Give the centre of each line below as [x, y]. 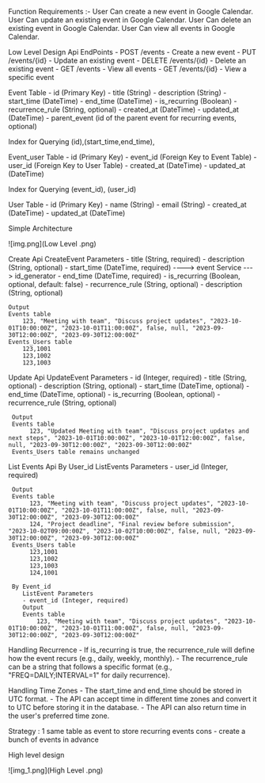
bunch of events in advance [53, 739]
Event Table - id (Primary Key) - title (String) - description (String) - [117, 93]
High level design [36, 755]
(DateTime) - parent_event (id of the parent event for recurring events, [123, 118]
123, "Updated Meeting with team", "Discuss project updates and [139, 431]
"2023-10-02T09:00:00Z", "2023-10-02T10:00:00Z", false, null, [115, 531]
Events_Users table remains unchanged [76, 452]
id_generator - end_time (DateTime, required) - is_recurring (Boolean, [128, 276]
